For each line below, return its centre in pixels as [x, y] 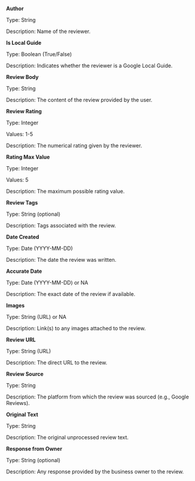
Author [15, 9]
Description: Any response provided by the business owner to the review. [95, 472]
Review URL [21, 340]
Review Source [25, 374]
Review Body [22, 77]
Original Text [22, 414]
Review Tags [22, 202]
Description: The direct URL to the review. [57, 363]
